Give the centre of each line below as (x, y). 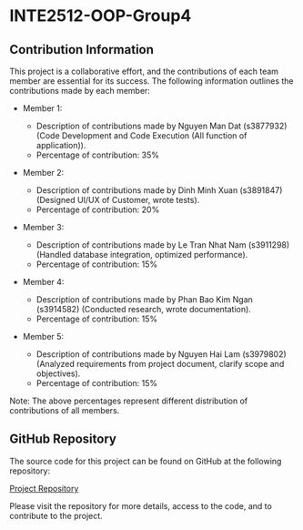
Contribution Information (82, 50)
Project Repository (44, 488)
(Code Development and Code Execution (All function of (141, 136)
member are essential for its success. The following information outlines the (151, 81)
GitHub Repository (63, 439)
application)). (61, 145)
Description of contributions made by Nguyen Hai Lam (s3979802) (161, 354)
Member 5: (43, 336)
